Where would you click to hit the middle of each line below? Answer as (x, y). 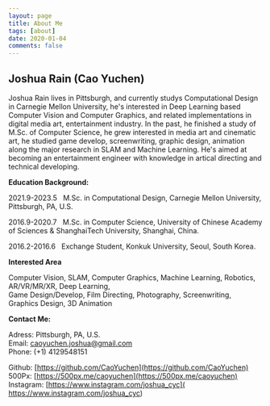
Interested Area (35, 262)
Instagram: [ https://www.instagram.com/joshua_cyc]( (97, 384)
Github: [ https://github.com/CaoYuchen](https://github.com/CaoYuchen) (129, 367)
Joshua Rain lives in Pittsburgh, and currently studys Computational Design (133, 98)
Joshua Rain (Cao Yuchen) (77, 79)
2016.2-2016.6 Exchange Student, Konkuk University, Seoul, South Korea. (132, 246)
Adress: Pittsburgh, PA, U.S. (54, 334)
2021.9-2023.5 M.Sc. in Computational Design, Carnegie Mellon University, (135, 198)
